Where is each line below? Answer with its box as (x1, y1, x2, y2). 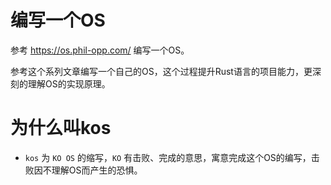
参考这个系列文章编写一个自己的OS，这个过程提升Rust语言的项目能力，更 (10, 65, 313, 77)
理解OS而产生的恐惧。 (51, 164, 143, 176)
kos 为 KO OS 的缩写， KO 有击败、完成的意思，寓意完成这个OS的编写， (24, 151, 312, 163)
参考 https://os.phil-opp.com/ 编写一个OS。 (10, 44, 190, 56)
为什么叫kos (10, 117, 112, 140)
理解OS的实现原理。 (27, 77, 111, 90)
